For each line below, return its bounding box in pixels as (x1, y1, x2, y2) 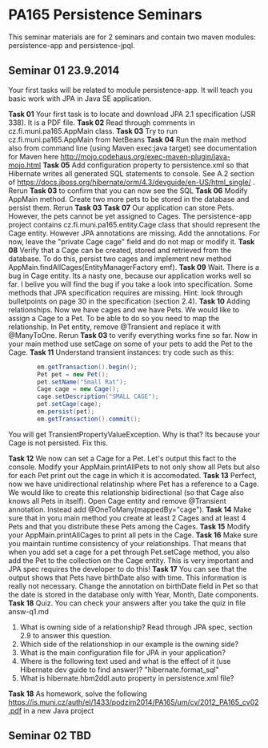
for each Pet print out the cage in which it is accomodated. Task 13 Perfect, (8, 470, 258, 480)
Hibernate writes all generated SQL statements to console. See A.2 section (8, 168, 254, 178)
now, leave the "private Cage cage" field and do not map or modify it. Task (8, 236, 255, 246)
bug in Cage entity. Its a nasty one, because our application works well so (8, 271, 252, 280)
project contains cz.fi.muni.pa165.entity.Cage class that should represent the (8, 219, 261, 229)
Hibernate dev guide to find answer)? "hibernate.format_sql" (19, 665, 219, 674)
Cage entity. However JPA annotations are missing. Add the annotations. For (8, 228, 260, 238)
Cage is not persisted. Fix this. (8, 438, 108, 448)
